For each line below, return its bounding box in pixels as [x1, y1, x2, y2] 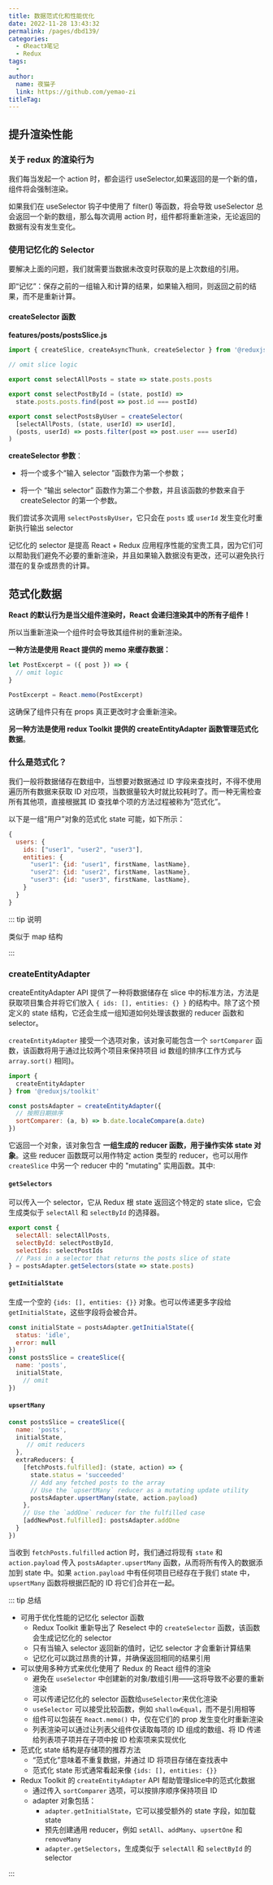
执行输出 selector [15, 523, 74, 533]
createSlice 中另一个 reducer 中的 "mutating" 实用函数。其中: [8, 1161, 215, 1171]
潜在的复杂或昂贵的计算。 [8, 561, 94, 571]
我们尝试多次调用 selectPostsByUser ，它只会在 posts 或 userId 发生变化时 [8, 513, 256, 523]
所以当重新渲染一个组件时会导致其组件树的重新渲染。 [8, 628, 187, 638]
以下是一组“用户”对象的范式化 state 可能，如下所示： [8, 813, 185, 823]
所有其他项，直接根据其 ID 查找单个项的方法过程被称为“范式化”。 [8, 796, 226, 806]
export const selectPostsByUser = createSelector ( [8, 412, 184, 420]
